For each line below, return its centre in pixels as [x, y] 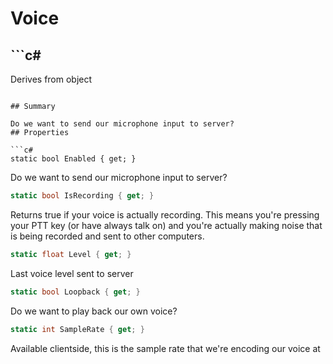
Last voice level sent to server [72, 273]
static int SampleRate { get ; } [77, 329]
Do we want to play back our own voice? [94, 311]
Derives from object [51, 79]
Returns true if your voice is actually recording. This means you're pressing [165, 214]
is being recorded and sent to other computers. [107, 236]
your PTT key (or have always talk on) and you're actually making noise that [166, 225]
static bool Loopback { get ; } [75, 292]
